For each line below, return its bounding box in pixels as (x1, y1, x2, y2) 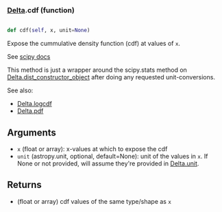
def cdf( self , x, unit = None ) (7, 27, 90, 34)
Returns (7, 179, 42, 191)
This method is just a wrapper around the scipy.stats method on (7, 66, 187, 74)
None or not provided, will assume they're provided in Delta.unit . (16, 159, 199, 168)
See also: (7, 86, 34, 94)
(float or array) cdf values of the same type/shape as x (16, 197, 171, 205)
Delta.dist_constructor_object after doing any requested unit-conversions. (7, 73, 216, 81)
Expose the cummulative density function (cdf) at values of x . (7, 40, 180, 48)
